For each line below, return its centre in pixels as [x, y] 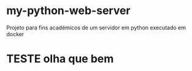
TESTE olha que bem [60, 59]
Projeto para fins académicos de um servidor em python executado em [96, 28]
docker [15, 34]
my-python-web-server [68, 11]
